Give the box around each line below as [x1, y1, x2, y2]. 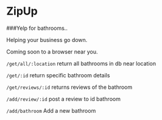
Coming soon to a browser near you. [6, 48, 98, 55]
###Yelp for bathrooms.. [6, 24, 68, 32]
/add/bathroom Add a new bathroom [6, 107, 96, 114]
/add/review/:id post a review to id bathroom [6, 95, 121, 102]
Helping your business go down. [6, 36, 88, 43]
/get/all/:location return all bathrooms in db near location [6, 60, 157, 67]
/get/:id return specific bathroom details [6, 71, 110, 79]
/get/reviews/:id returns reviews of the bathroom [6, 83, 133, 91]
